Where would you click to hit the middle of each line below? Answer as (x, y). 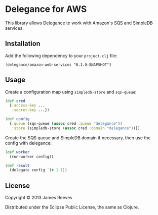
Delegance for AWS (46, 9)
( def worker (17, 152)
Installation (23, 44)
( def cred (15, 101)
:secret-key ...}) (31, 110)
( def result (17, 165)
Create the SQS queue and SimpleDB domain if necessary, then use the (78, 138)
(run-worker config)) (32, 157)
